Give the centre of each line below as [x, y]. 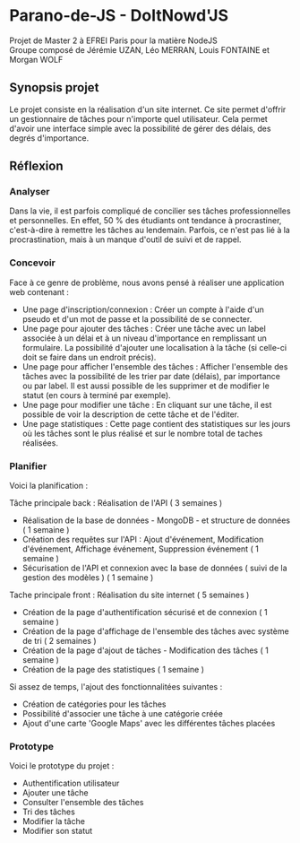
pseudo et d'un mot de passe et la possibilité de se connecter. [137, 318]
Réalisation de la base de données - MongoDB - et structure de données [156, 520]
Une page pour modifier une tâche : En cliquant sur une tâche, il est [147, 404]
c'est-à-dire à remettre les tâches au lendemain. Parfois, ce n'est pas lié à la [150, 230]
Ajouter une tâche [55, 793]
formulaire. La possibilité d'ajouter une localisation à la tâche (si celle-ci [154, 347]
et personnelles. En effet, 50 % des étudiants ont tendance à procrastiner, [146, 221]
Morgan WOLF [36, 59]
